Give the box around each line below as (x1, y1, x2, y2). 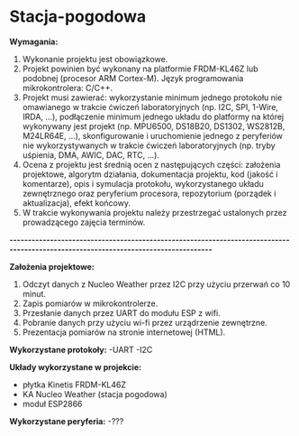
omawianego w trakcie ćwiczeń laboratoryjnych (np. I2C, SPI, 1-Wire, (22, 101, 279, 112)
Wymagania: (9, 36, 59, 47)
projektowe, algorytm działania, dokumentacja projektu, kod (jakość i (22, 169, 278, 180)
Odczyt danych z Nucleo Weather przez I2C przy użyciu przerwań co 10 (22, 278, 291, 290)
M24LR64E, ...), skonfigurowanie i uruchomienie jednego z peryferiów (22, 130, 284, 141)
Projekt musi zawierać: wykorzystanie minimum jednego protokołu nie (22, 92, 283, 103)
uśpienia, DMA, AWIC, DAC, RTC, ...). (22, 149, 160, 160)
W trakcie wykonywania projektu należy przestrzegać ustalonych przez (22, 207, 287, 218)
